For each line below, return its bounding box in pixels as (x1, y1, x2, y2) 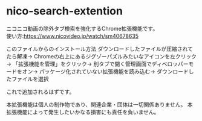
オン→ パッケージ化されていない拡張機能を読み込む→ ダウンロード (22, 67, 189, 75)
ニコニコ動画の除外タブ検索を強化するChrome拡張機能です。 (6, 25, 158, 32)
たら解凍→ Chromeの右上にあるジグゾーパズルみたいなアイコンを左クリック (6, 52, 197, 60)
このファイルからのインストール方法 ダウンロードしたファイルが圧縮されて (6, 45, 194, 52)
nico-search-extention (6, 4, 123, 18)
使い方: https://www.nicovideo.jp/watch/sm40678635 (6, 32, 139, 40)
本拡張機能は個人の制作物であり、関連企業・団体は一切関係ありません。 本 (6, 101, 193, 108)
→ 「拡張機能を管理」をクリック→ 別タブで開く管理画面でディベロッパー (6, 60, 189, 67)
